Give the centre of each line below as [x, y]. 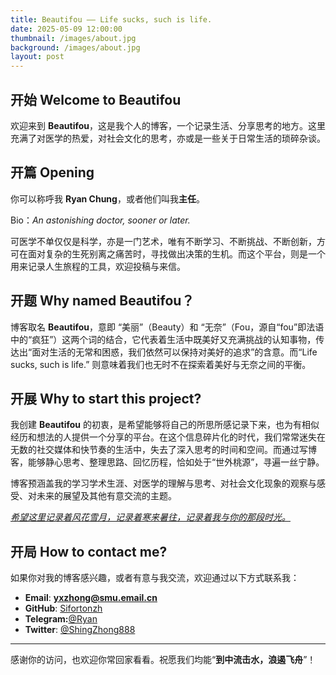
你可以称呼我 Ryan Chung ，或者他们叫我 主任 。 [107, 198]
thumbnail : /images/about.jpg [73, 38]
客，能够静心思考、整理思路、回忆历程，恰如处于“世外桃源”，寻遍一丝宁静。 [167, 462]
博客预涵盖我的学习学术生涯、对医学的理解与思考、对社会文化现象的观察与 [163, 483]
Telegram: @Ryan [61, 619]
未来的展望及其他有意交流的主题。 [106, 496]
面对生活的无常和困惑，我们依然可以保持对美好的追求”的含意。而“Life [174, 352]
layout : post [37, 57]
